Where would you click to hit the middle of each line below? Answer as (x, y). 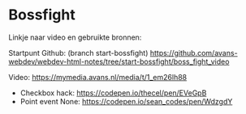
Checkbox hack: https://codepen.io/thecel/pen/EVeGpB (113, 93)
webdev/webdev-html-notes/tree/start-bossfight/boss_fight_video (119, 61)
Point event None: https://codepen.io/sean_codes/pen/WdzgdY (126, 101)
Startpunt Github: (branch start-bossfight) (78, 53)
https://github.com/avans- (194, 53)
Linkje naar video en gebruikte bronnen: (75, 37)
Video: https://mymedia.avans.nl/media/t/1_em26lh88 (98, 77)
